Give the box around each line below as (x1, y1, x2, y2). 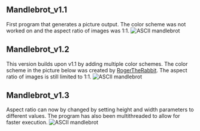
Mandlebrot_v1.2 (6, 44, 70, 54)
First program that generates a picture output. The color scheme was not (6, 20, 186, 28)
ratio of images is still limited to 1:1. (6, 73, 92, 80)
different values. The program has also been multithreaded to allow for (6, 112, 181, 120)
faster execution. (6, 119, 48, 126)
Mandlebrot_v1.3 (6, 90, 70, 100)
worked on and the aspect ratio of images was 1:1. (6, 27, 130, 34)
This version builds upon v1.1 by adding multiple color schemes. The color (6, 60, 188, 68)
